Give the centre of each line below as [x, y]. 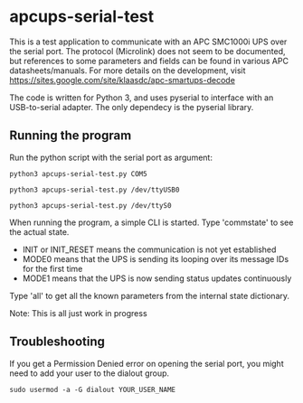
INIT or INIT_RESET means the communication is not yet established [149, 249]
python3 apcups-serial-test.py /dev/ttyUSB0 [95, 190]
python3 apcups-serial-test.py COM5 [78, 173]
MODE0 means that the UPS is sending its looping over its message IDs [156, 258]
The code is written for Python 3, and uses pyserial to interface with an [142, 98]
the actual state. [39, 231]
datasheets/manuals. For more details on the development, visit [128, 70]
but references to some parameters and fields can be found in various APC [149, 61]
